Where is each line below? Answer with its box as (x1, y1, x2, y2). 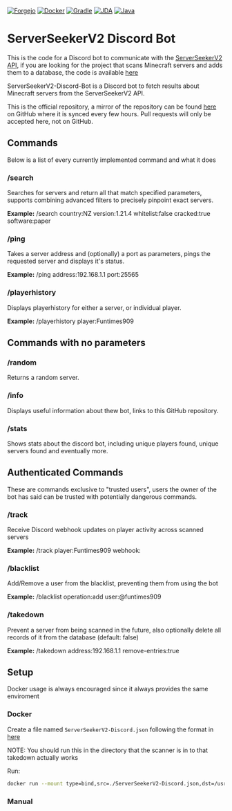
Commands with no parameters (7, 337, 146, 349)
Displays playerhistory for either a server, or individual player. (7, 303, 182, 311)
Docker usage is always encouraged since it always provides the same (7, 685, 209, 693)
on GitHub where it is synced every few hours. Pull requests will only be (7, 109, 212, 118)
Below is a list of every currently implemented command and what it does (7, 156, 216, 164)
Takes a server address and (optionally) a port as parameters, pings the (7, 250, 211, 258)
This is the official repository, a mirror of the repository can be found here (7, 102, 217, 111)
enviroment (7, 692, 40, 700)
